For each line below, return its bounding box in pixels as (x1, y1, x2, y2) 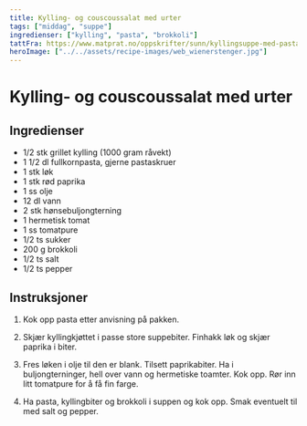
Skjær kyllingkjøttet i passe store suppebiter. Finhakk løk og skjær (22, 331, 271, 342)
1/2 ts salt (22, 254, 59, 265)
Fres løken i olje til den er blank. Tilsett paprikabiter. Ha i (22, 358, 235, 369)
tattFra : (9, 38, 43, 48)
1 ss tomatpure (22, 224, 79, 235)
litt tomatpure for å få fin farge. (22, 378, 139, 389)
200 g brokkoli (22, 244, 78, 255)
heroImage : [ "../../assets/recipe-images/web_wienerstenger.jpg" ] (9, 47, 268, 57)
